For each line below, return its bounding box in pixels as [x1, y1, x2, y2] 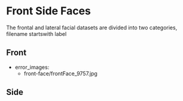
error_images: [14, 63, 50, 71]
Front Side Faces [6, 4, 91, 18]
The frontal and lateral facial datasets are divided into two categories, [6, 24, 178, 31]
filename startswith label [6, 30, 67, 37]
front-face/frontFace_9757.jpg [23, 70, 97, 77]
